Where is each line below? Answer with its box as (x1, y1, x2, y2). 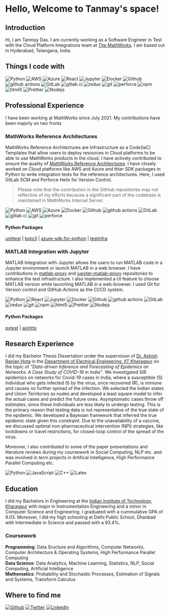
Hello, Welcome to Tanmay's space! (5, 3, 159, 15)
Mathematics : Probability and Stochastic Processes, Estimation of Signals (5, 571, 160, 577)
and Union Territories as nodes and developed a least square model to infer (5, 391, 163, 397)
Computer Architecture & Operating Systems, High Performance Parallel (5, 549, 155, 555)
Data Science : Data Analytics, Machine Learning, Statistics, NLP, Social (5, 560, 154, 566)
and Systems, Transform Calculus (5, 576, 76, 582)
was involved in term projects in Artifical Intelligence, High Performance (5, 455, 155, 461)
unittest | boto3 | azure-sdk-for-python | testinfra (5, 236, 108, 242)
